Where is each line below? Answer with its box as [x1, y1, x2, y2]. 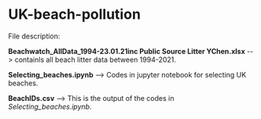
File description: [8, 31, 61, 41]
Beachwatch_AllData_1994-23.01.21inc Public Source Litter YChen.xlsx [8, 46, 245, 56]
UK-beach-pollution [8, 5, 142, 23]
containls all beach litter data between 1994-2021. [14, 55, 177, 64]
